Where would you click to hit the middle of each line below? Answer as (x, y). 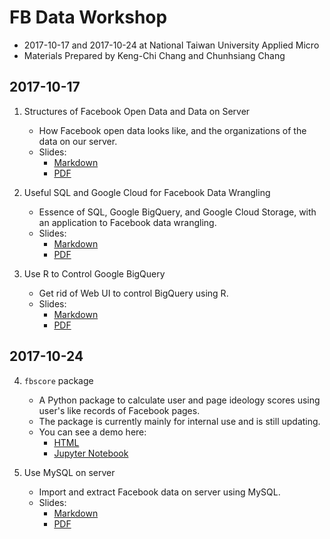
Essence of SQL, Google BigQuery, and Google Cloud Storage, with (177, 212)
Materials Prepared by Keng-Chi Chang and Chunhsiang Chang (154, 55)
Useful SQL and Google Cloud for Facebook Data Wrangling (147, 192)
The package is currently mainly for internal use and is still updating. (179, 421)
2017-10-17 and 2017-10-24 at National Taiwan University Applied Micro (171, 45)
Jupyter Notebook (91, 453)
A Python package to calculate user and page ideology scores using (179, 400)
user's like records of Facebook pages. (119, 410)
